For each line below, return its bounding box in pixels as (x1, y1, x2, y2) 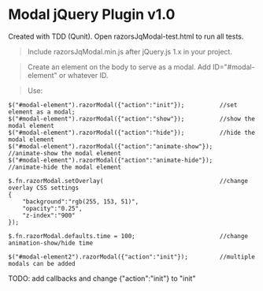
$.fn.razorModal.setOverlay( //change (8, 177, 248, 185)
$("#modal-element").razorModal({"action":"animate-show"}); (8, 142, 213, 151)
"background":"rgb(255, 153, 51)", (22, 197, 139, 206)
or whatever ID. (58, 70, 109, 80)
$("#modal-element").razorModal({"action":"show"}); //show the (8, 114, 256, 123)
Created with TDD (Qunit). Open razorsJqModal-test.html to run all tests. (8, 32, 244, 41)
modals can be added (8, 259, 76, 267)
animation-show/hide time (8, 239, 93, 247)
